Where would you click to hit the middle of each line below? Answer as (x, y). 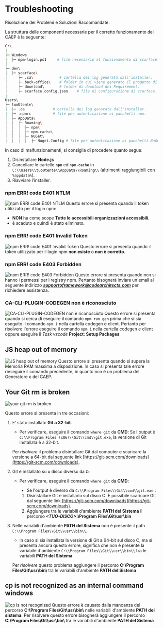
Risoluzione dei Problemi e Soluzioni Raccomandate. (57, 22)
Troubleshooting (39, 9)
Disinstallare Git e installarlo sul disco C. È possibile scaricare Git (91, 495)
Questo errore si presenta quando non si (115, 275)
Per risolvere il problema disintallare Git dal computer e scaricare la (79, 452)
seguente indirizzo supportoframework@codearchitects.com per (72, 285)
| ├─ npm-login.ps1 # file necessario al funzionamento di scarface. (82, 59)
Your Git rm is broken (38, 392)
